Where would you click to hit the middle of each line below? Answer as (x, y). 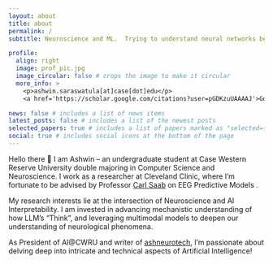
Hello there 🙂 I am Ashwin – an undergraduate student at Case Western (128, 158)
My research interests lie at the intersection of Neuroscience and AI (121, 201)
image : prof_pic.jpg (50, 69)
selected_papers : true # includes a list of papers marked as (116, 128)
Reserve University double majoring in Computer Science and (112, 167)
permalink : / (30, 31)
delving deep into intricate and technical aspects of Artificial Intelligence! (130, 251)
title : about (30, 24)
